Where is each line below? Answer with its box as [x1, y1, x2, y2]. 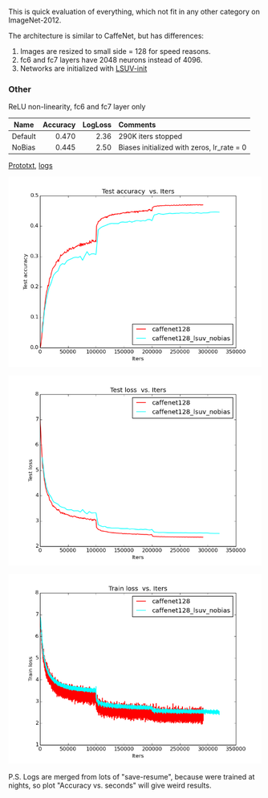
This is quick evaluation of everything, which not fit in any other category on [8, 7, 261, 16]
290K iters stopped [118, 132, 183, 142]
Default [11, 132, 36, 142]
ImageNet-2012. [8, 15, 62, 25]
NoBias [11, 142, 36, 152]
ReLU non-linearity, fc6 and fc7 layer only [8, 102, 146, 112]
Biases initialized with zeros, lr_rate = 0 [118, 142, 247, 152]
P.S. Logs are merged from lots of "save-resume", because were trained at [8, 771, 255, 781]
